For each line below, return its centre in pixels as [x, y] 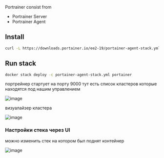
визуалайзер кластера [29, 108]
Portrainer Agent [29, 22]
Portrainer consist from [28, 7]
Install [15, 37]
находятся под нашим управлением [43, 89]
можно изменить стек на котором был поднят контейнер [65, 140]
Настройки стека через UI [38, 130]
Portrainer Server [30, 16]
